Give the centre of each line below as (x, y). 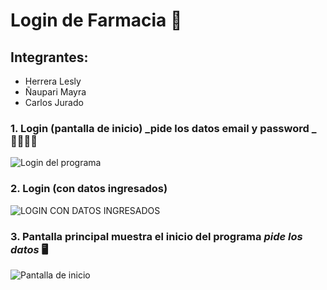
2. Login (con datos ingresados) (89, 189)
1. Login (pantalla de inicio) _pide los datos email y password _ (163, 128)
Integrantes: (49, 57)
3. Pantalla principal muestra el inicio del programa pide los (156, 236)
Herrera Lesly (53, 81)
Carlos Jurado (54, 102)
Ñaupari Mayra (55, 92)
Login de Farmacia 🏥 (96, 20)
